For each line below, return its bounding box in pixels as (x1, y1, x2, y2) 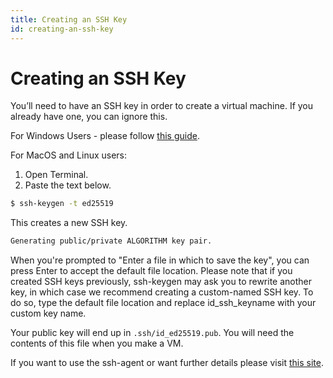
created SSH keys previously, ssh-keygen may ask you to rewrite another (10, 276, 313, 288)
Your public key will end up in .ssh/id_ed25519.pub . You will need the (10, 327, 295, 339)
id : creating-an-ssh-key (10, 24, 114, 34)
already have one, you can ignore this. (10, 111, 168, 123)
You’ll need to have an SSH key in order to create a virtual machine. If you (10, 100, 314, 112)
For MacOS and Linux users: (10, 149, 128, 161)
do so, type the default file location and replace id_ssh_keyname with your (10, 297, 317, 309)
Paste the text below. (24, 179, 112, 191)
